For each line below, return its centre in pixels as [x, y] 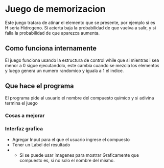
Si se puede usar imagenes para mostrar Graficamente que [79, 155]
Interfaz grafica [24, 129]
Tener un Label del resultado [41, 144]
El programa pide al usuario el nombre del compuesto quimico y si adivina [80, 98]
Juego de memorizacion [55, 9]
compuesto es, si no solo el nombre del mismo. [67, 160]
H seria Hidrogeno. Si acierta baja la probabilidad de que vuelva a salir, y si [81, 27]
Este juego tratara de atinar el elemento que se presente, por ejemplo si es [80, 23]
